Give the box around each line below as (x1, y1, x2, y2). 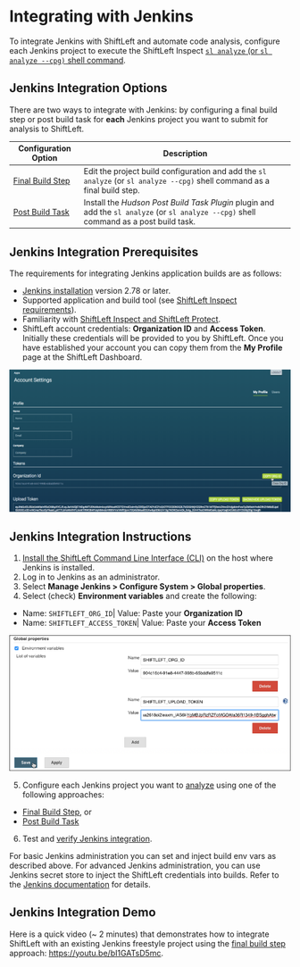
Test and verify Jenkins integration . (21, 833, 153, 844)
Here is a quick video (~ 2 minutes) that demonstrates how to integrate (9, 929, 270, 939)
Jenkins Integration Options (9, 80, 168, 96)
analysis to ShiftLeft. (9, 123, 85, 134)
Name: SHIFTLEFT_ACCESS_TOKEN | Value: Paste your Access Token (21, 618, 262, 629)
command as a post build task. (83, 216, 196, 227)
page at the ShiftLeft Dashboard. (21, 352, 143, 363)
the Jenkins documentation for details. (9, 879, 151, 889)
